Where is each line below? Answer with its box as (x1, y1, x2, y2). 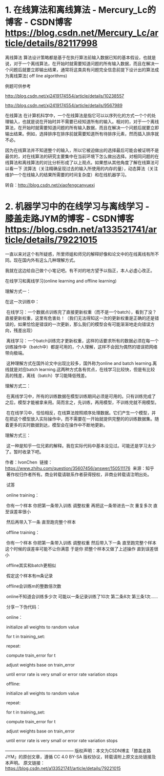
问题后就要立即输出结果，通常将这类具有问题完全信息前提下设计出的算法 (9, 66, 155, 72)
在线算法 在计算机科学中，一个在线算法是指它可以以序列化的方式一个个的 (5, 112, 152, 118)
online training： (6, 492, 40, 498)
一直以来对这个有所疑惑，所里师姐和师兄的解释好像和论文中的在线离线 (5, 251, 146, 257)
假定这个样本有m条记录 (6, 572, 53, 579)
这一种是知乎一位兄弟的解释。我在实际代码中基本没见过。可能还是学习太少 (6, 442, 156, 448)
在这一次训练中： (5, 298, 40, 304)
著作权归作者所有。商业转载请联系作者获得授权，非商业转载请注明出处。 (6, 471, 152, 477)
